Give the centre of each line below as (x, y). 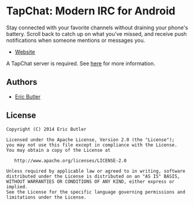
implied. (17, 186)
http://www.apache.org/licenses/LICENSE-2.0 (70, 160)
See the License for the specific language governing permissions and (96, 192)
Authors (22, 82)
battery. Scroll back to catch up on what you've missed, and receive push (96, 33)
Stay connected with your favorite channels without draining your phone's (97, 27)
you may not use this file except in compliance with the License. (92, 145)
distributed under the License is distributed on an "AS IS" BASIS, (93, 176)
